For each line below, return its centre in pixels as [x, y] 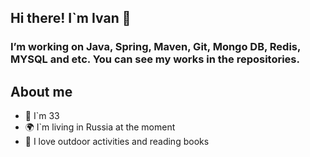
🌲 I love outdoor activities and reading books [117, 142]
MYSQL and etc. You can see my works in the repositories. [155, 59]
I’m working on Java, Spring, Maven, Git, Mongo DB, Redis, [155, 47]
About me [41, 91]
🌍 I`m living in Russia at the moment [100, 127]
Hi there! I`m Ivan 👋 [71, 18]
